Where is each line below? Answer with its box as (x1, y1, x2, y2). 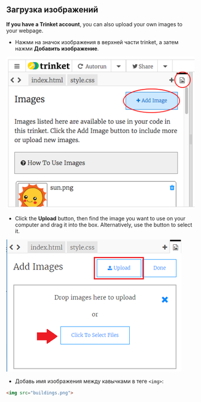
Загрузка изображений (6, 5, 99, 15)
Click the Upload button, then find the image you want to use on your (14, 214, 186, 222)
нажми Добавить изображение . (14, 45, 99, 52)
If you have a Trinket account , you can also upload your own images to (6, 20, 182, 27)
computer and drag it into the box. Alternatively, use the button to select (14, 221, 193, 228)
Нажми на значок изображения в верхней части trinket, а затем (14, 38, 179, 45)
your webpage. (6, 27, 44, 34)
